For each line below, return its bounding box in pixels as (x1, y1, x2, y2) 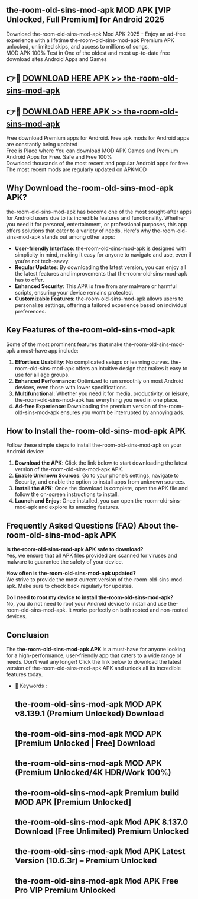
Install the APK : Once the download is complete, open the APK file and (14, 485, 188, 492)
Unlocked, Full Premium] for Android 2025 (6, 15, 165, 25)
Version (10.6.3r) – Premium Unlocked (14, 856, 157, 866)
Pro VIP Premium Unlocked (14, 885, 116, 895)
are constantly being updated (6, 141, 78, 148)
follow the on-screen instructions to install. (14, 491, 119, 498)
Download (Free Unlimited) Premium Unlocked (14, 827, 189, 837)
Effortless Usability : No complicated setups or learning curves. (14, 359, 170, 366)
